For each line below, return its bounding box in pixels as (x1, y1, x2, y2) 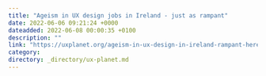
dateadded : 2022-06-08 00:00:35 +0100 (8, 26, 136, 34)
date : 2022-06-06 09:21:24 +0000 (8, 19, 119, 27)
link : (8, 41, 26, 49)
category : (8, 48, 41, 56)
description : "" (8, 33, 62, 42)
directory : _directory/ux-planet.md (8, 56, 129, 64)
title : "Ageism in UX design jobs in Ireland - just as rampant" (8, 11, 228, 20)
